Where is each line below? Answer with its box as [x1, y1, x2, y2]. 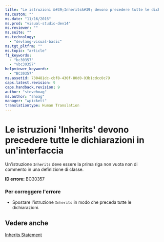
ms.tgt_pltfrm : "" [5, 44, 42, 49]
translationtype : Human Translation [5, 103, 80, 108]
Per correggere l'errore [5, 188, 61, 195]
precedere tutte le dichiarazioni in [5, 134, 145, 146]
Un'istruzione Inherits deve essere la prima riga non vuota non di [5, 161, 138, 167]
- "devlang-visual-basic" [9, 39, 62, 44]
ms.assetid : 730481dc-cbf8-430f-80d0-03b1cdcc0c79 [5, 76, 110, 81]
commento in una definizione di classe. [5, 166, 84, 172]
